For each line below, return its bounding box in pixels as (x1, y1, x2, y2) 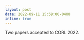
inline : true (5, 16, 32, 21)
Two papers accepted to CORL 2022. (5, 30, 80, 36)
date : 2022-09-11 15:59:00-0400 (5, 12, 70, 17)
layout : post (5, 7, 32, 12)
